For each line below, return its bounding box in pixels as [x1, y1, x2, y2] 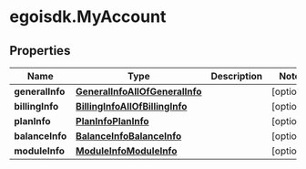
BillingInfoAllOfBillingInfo [76, 100, 188, 112]
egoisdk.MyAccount [9, 6, 167, 27]
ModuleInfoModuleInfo [76, 144, 178, 157]
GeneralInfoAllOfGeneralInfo [76, 85, 202, 98]
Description [210, 70, 263, 82]
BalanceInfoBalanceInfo [76, 130, 182, 143]
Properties [9, 43, 71, 58]
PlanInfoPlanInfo [76, 115, 149, 127]
